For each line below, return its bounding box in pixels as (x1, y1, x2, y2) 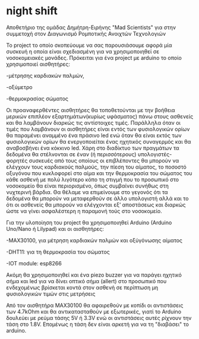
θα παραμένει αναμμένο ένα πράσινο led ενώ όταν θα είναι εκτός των (6, 132, 182, 139)
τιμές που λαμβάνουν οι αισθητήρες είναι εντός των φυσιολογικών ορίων (6, 125, 190, 132)
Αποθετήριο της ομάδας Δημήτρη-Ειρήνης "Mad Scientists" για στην (6, 24, 176, 31)
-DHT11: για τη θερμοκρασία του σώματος (6, 248, 110, 255)
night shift (6, 4, 58, 18)
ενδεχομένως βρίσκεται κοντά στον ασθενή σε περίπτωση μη (6, 284, 159, 291)
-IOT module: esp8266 (6, 259, 62, 267)
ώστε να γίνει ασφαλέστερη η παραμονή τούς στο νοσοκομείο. (6, 207, 162, 214)
